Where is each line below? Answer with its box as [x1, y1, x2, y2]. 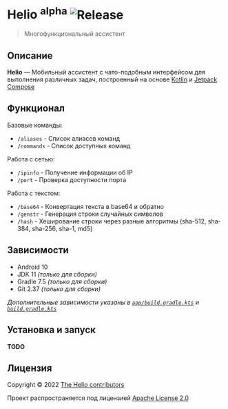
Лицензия [7, 362, 52, 374]
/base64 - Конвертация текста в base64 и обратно [17, 202, 164, 210]
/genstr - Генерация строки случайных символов [17, 210, 164, 218]
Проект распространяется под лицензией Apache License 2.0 [7, 394, 189, 402]
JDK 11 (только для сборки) [17, 270, 98, 278]
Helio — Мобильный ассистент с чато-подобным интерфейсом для [7, 68, 205, 77]
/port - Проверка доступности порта [17, 175, 127, 183]
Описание [7, 50, 53, 61]
